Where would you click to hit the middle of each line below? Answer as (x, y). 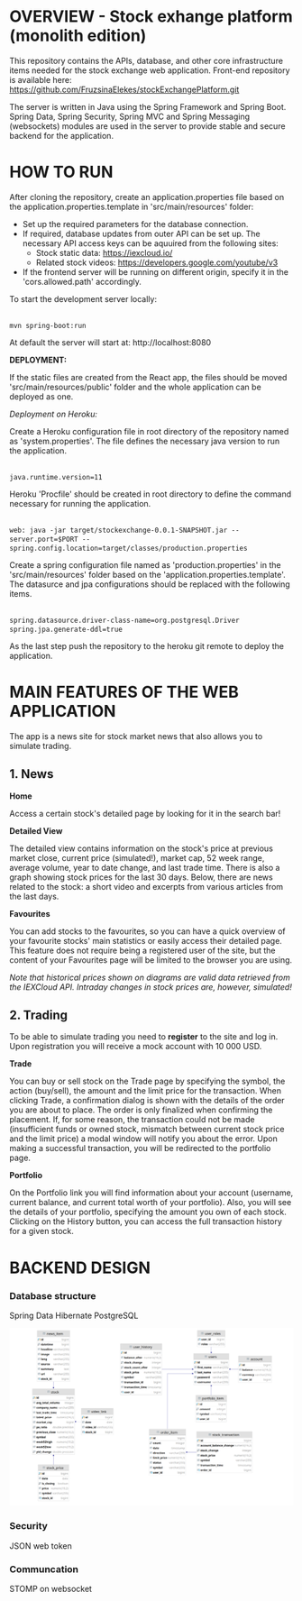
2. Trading (39, 1015)
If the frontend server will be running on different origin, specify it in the (155, 271)
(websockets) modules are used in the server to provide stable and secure (147, 126)
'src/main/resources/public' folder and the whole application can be (135, 387)
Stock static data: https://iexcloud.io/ (104, 252)
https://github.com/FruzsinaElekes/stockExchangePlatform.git (124, 89)
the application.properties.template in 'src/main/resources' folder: (132, 206)
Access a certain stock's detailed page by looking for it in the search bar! (145, 813)
